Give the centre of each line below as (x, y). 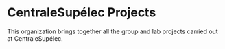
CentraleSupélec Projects (82, 13)
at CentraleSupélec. (35, 38)
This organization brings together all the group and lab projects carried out (113, 31)
